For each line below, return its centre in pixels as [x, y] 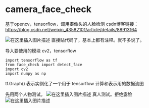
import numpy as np [26, 73]
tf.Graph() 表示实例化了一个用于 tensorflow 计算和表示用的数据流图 [74, 83]
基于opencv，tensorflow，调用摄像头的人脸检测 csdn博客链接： [72, 24]
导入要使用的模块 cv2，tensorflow [41, 50]
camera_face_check [48, 9]
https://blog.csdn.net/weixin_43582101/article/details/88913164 [71, 29]
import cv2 [17, 69]
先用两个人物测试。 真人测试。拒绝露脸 [69, 94]
